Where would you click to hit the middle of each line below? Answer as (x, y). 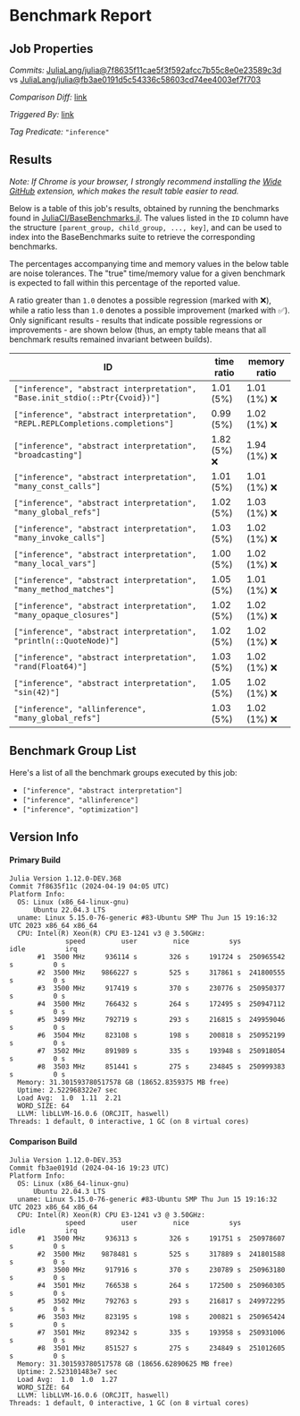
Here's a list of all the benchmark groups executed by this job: (124, 772)
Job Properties (51, 49)
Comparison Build (43, 1141)
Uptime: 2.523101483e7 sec (67, 1372)
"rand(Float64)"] (50, 666)
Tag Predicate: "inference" (59, 132)
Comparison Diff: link (48, 97)
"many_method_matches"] (64, 589)
